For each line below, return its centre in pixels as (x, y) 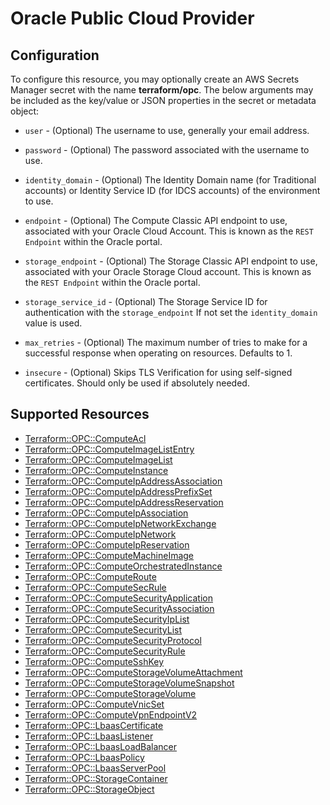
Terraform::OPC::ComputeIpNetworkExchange (120, 523)
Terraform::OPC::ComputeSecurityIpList (107, 619)
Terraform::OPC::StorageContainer (96, 778)
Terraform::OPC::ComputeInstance (96, 470)
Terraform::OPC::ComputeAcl (85, 438)
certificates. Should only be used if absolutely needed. (137, 383)
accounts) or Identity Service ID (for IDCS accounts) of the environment (172, 190)
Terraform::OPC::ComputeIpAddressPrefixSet (118, 491)
